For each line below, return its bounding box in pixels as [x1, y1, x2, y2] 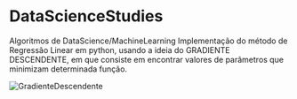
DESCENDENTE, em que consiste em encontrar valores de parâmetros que [9, 54, 285, 65]
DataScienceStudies [9, 6, 164, 27]
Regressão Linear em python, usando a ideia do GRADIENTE [9, 44, 231, 55]
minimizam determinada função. [9, 64, 127, 74]
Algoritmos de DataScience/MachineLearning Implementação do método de [9, 35, 288, 46]
